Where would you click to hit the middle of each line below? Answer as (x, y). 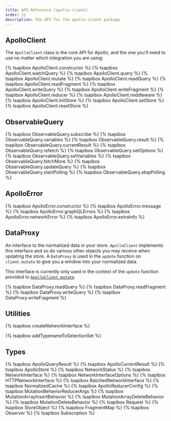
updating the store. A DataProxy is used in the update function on (73, 256)
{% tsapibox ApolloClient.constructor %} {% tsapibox (61, 68)
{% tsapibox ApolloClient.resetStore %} (47, 106)
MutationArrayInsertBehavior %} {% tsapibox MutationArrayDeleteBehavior (85, 397)
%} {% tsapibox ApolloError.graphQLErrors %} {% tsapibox (68, 211)
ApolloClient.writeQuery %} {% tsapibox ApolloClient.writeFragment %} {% (85, 89)
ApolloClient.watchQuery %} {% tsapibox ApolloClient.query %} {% (77, 73)
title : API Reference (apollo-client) (47, 10)
